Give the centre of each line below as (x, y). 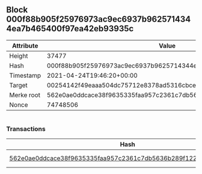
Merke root (25, 95)
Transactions (26, 129)
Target (19, 85)
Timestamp (25, 75)
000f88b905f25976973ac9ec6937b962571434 (99, 20)
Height (19, 55)
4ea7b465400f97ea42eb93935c (70, 29)
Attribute (25, 46)
